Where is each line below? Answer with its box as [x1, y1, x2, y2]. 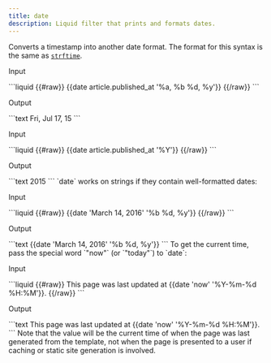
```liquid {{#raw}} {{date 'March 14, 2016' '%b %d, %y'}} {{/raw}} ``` [8, 208, 234, 218]
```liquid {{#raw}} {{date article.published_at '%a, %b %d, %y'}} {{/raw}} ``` [8, 82, 260, 92]
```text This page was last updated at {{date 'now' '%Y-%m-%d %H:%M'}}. [8, 319, 260, 329]
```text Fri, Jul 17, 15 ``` [8, 113, 81, 123]
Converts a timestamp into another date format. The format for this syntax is [8, 41, 264, 51]
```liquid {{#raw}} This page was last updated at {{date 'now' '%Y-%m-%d [8, 279, 257, 289]
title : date [8, 11, 49, 20]
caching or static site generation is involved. [8, 345, 157, 355]
